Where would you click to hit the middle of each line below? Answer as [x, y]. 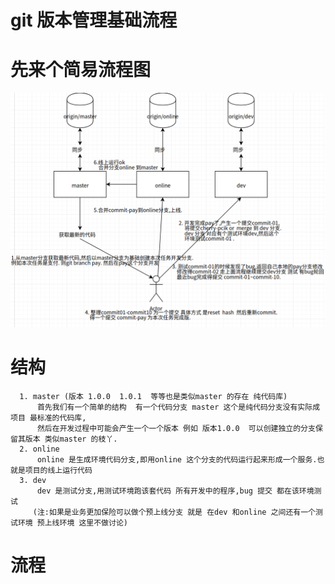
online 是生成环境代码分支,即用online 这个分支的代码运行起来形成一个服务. [177, 460]
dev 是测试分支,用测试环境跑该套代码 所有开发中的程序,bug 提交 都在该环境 [175, 491]
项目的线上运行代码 [58, 471]
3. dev [33, 481]
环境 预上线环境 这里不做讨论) [72, 523]
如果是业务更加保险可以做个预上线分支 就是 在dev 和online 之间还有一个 [183, 512]
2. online [39, 449]
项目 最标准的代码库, [48, 418]
